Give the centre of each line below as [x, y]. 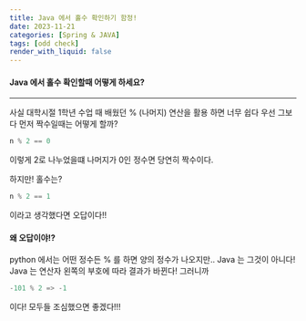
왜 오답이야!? [33, 237]
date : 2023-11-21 [42, 26]
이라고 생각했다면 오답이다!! [58, 215]
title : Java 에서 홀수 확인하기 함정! [73, 18]
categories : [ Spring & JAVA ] [65, 35]
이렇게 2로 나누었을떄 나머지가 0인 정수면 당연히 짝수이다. [112, 160]
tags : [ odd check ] [44, 43]
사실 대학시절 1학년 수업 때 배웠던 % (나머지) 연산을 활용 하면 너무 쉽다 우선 [143, 113]
